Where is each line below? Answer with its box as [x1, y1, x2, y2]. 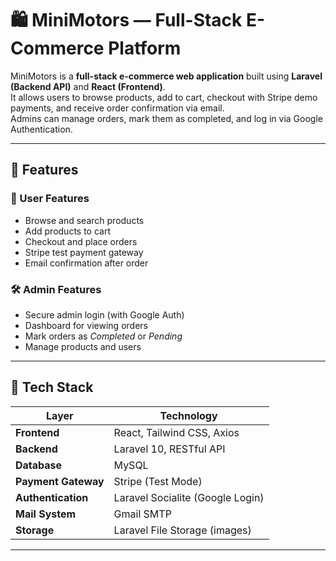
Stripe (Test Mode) [113, 474, 203, 488]
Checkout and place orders [24, 235, 138, 247]
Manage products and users [24, 340, 142, 352]
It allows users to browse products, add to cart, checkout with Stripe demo [10, 91, 318, 103]
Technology [159, 408, 218, 422]
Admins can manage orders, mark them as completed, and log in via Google [10, 112, 323, 124]
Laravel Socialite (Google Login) [113, 490, 265, 504]
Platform [108, 37, 182, 60]
